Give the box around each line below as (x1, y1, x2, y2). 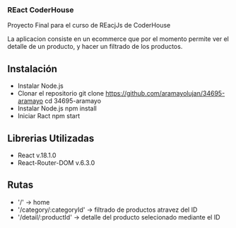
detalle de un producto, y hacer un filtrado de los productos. (7, 42, 183, 51)
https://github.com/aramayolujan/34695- (105, 89, 225, 98)
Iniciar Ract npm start (17, 112, 81, 120)
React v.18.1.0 (17, 151, 57, 159)
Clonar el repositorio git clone (17, 89, 105, 98)
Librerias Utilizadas (7, 132, 95, 144)
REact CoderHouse (7, 5, 74, 15)
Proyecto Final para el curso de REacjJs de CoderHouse (7, 21, 171, 30)
